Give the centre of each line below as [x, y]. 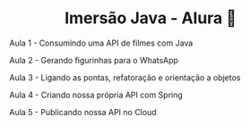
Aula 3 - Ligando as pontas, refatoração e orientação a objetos [125, 77]
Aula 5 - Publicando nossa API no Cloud [83, 112]
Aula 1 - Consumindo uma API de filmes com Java [101, 43]
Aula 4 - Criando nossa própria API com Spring [96, 95]
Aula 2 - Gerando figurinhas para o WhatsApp [94, 60]
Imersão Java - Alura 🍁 [151, 18]
